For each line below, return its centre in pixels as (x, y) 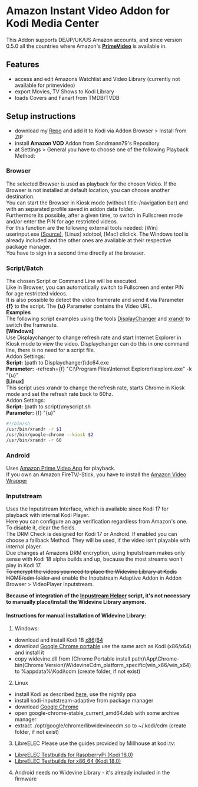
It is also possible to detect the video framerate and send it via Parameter (95, 300)
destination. (20, 196)
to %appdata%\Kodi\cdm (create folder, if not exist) (77, 671)
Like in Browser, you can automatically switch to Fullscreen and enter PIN (95, 287)
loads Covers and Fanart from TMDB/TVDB (67, 97)
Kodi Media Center (52, 23)
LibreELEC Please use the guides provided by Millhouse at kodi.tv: (95, 743)
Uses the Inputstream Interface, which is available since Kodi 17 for (88, 509)
